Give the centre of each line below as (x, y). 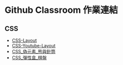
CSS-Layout (24, 40)
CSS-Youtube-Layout (34, 46)
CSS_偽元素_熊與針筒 (34, 51)
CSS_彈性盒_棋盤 (29, 58)
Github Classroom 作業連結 (61, 10)
